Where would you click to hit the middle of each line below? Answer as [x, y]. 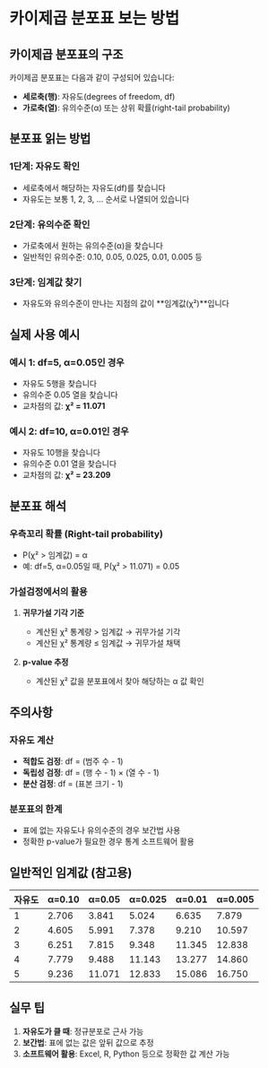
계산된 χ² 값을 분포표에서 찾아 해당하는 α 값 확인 [120, 682]
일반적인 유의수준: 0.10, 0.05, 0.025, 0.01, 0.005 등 [112, 256]
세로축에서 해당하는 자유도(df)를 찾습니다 [94, 187]
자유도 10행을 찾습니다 [61, 453]
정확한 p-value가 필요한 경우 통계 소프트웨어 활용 [108, 842]
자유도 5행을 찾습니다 [59, 383]
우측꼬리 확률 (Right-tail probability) [86, 534]
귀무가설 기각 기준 [53, 613]
